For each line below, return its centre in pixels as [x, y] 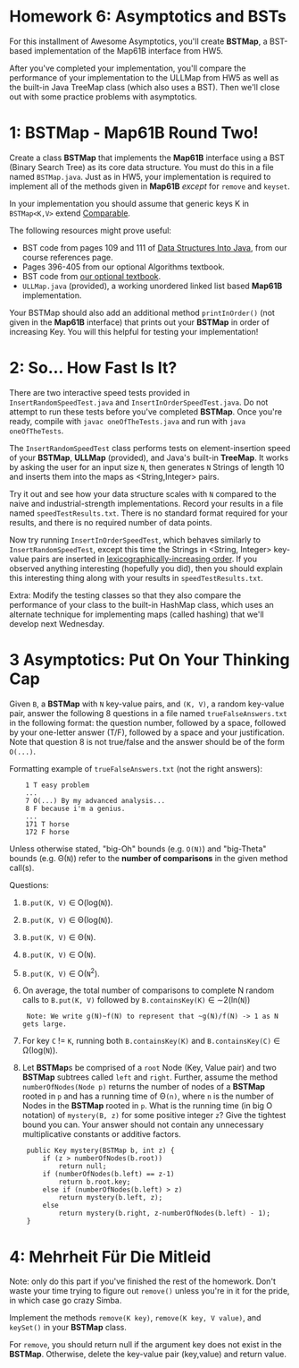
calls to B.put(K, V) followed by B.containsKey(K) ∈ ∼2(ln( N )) [136, 1000]
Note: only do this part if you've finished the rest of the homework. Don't [143, 1281]
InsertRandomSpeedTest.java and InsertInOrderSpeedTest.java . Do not [139, 402]
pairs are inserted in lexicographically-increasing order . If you [144, 559]
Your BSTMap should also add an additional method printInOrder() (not [142, 312]
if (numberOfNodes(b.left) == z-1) [108, 1175]
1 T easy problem [58, 785]
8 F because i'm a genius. [75, 808]
